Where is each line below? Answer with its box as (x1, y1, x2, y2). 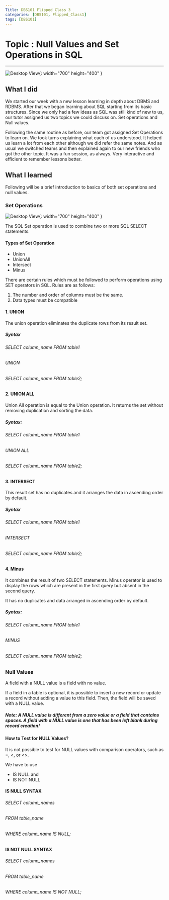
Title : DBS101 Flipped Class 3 (5, 7, 71, 13)
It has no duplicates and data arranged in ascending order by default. (5, 597, 149, 603)
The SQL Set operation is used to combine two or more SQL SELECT (5, 223, 147, 229)
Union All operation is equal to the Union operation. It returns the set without (5, 402, 163, 408)
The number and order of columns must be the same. (12, 292, 124, 298)
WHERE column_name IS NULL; (5, 831, 71, 837)
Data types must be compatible (12, 297, 78, 303)
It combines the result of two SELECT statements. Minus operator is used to (5, 577, 162, 583)
